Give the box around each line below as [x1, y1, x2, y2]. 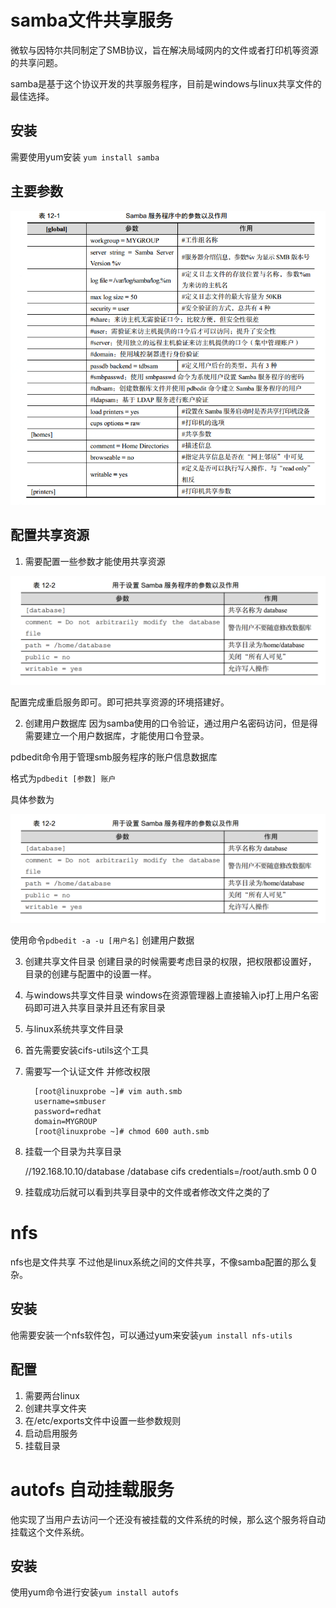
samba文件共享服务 [10, 9, 173, 32]
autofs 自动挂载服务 [10, 1478, 175, 1501]
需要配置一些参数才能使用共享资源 [24, 555, 166, 567]
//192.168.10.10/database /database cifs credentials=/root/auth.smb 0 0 [24, 1166, 317, 1178]
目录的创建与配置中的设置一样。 [24, 968, 157, 980]
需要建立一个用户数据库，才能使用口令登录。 [24, 729, 210, 741]
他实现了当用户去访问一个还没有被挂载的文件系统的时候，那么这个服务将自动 [10, 1513, 326, 1525]
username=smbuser [34, 1097, 107, 1107]
